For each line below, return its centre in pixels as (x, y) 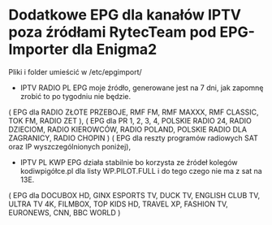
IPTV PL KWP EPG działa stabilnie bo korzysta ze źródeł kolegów (129, 162)
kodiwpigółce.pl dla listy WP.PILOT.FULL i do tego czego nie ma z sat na (141, 171)
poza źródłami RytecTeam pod (112, 32)
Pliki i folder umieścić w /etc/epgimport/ (75, 71)
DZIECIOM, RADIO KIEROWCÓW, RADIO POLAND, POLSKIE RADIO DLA (128, 129)
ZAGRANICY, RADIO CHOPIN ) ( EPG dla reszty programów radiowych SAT (133, 138)
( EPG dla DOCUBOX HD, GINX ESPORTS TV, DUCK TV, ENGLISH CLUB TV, (134, 195)
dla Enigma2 (114, 50)
